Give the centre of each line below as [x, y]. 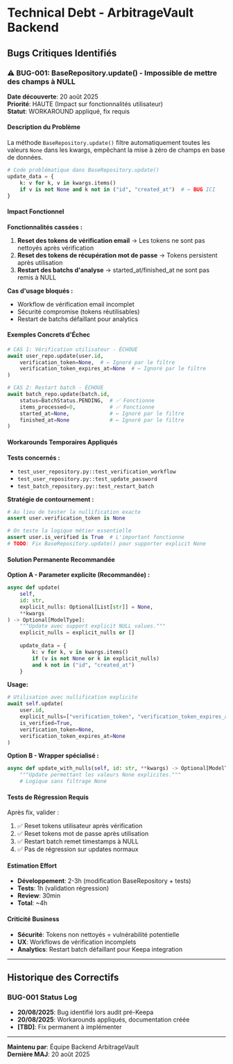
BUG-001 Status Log [42, 997]
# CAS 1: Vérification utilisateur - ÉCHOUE [72, 349]
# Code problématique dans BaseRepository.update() [83, 170]
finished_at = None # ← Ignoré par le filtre [102, 420]
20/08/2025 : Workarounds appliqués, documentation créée [103, 1020]
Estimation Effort [32, 866]
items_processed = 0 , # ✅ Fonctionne [87, 407]
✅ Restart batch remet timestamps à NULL [78, 841]
